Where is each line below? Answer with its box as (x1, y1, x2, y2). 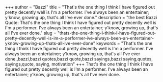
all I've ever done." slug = (5, 30, 56, 36)
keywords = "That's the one (96, 41, 153, 46)
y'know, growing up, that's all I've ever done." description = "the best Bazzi (5, 15, 157, 20)
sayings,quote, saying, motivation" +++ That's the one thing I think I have (5, 61, 153, 67)
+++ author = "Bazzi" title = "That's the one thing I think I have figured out (5, 4, 155, 10)
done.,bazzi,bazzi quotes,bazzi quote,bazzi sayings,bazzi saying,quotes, (5, 56, 153, 61)
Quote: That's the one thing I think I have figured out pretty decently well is (5, 20, 157, 25)
